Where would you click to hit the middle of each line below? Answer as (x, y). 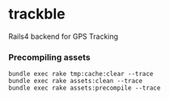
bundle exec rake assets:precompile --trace (84, 88)
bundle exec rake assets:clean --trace (76, 81)
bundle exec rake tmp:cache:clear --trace (81, 74)
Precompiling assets (49, 57)
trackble (37, 14)
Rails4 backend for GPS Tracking (63, 36)
